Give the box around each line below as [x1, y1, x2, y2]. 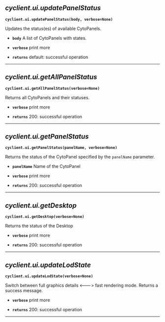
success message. [5, 288, 43, 294]
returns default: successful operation [12, 54, 88, 60]
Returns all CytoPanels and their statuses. [5, 94, 90, 100]
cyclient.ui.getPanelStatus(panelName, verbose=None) [5, 145, 118, 150]
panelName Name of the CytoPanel [12, 163, 81, 169]
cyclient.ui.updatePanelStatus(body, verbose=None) [5, 17, 113, 22]
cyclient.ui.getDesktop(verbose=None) [5, 215, 84, 219]
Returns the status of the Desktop [5, 223, 74, 229]
